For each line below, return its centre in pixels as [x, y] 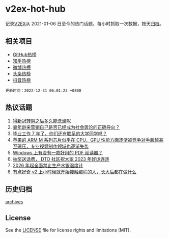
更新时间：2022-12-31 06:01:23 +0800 [43, 90]
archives [14, 202]
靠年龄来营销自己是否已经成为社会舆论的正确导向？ [66, 127]
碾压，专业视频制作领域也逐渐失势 [53, 146]
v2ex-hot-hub [36, 9]
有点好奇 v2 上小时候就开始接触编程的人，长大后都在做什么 [75, 172]
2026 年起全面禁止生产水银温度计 [48, 165]
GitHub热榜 [24, 55]
